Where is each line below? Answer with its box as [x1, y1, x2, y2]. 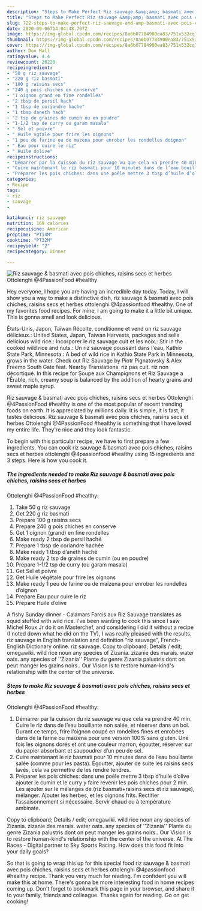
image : [7, 31, 23, 37]
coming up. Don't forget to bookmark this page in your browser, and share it [7, 885, 194, 892]
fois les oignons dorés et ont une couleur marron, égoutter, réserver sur [15, 741, 193, 748]
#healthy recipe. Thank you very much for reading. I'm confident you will [7, 873, 186, 880]
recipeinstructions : [7, 154, 59, 160]
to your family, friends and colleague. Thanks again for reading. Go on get [7, 892, 189, 899]
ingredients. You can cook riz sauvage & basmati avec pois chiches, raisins [7, 444, 192, 451]
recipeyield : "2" [7, 242, 50, 249]
